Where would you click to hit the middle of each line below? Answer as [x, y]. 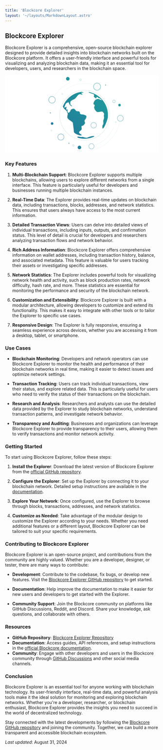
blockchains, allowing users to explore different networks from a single [83, 180]
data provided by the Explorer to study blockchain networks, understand [85, 409]
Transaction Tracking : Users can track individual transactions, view [80, 383]
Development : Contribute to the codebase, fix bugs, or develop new [81, 574]
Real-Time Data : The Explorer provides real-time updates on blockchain [84, 199]
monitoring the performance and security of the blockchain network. [81, 290]
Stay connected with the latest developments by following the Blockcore [77, 722]
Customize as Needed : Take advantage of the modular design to [77, 516]
